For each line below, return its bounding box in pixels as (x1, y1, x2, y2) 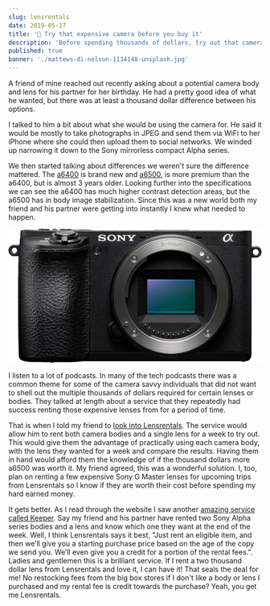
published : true (8, 47, 63, 56)
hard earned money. (8, 489, 76, 498)
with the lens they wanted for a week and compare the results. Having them (8, 446, 259, 456)
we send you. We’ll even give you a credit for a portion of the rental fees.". (8, 547, 253, 557)
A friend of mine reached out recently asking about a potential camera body (8, 79, 260, 88)
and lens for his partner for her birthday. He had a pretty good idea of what (8, 87, 256, 97)
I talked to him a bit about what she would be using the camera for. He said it (8, 120, 262, 129)
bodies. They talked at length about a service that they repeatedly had (8, 396, 241, 406)
